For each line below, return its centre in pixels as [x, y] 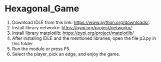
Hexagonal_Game [42, 9]
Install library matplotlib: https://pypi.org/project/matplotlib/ [73, 33]
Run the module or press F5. [41, 49]
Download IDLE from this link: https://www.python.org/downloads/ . [81, 22]
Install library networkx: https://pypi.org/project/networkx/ [72, 27]
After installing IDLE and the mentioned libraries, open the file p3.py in [84, 38]
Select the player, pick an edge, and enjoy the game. [66, 54]
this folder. [23, 43]
